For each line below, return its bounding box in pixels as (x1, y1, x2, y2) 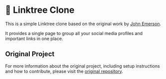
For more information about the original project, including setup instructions (5, 63, 160, 69)
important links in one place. (5, 36, 63, 41)
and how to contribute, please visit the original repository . (5, 68, 123, 74)
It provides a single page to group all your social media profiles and (5, 30, 143, 36)
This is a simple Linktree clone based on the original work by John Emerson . (5, 21, 162, 27)
